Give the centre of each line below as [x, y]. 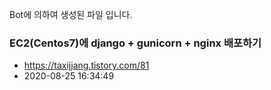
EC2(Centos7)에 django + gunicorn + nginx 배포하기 [135, 43]
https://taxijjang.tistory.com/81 [86, 65]
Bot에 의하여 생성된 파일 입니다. [71, 14]
